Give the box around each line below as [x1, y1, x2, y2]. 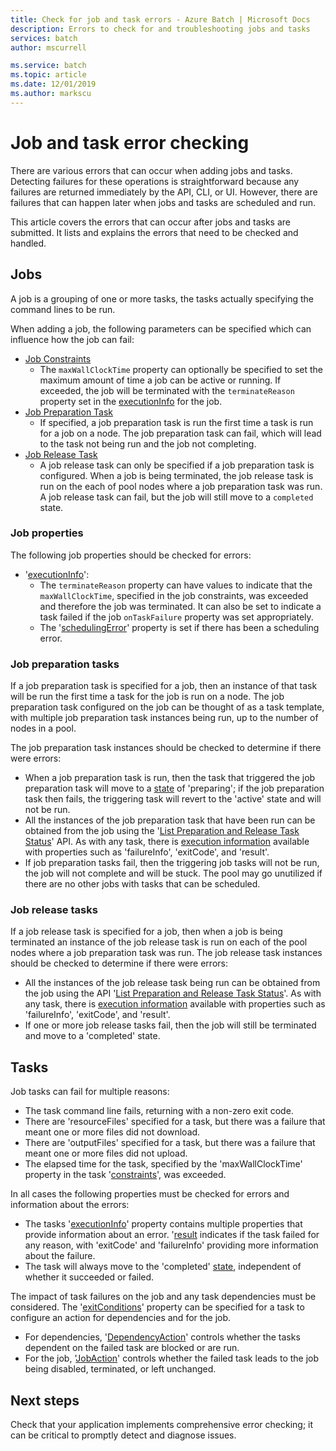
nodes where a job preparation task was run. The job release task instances [10, 947, 323, 959]
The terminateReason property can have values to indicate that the [39, 579, 313, 591]
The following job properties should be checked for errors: [10, 549, 252, 561]
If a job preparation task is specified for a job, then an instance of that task [10, 680, 318, 692]
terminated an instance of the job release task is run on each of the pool [10, 936, 308, 948]
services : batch [10, 33, 78, 43]
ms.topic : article [10, 70, 87, 80]
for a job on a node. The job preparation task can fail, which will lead [39, 427, 322, 439]
